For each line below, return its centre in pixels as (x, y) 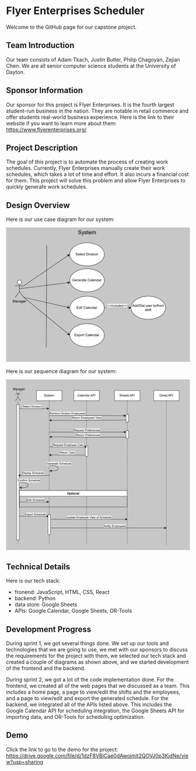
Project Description (42, 148)
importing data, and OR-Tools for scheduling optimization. (76, 717)
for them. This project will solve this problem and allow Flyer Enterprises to (96, 180)
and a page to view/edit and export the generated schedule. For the (87, 698)
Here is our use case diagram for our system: (60, 219)
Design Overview (38, 205)
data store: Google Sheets (46, 605)
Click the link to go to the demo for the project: (62, 749)
